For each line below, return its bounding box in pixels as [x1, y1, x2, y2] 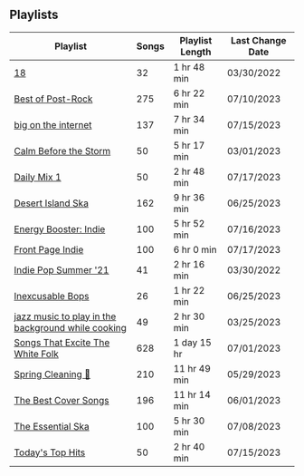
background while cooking [14, 321, 127, 334]
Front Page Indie [14, 243, 84, 256]
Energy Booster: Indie [14, 222, 106, 235]
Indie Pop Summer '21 [14, 263, 109, 276]
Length [180, 45, 212, 58]
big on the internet [14, 118, 92, 131]
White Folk [14, 347, 59, 360]
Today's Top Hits [14, 446, 86, 459]
